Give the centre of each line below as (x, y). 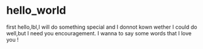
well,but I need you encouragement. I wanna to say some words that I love (99, 33)
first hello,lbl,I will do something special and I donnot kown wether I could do (102, 27)
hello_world (36, 10)
